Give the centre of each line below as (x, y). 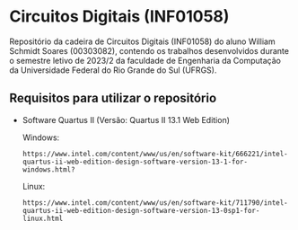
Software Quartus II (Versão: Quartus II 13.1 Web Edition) (126, 119)
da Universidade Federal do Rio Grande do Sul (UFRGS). (113, 70)
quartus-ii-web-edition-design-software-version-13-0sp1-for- (141, 210)
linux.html (43, 218)
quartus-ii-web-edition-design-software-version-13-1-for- (135, 162)
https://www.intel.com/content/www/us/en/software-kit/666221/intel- (155, 154)
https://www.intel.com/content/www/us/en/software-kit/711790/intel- (155, 203)
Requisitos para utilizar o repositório (113, 98)
